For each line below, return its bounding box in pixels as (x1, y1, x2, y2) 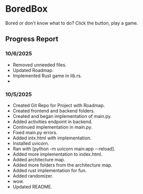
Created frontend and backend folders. (12, 108, 96, 114)
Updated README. (12, 183, 53, 189)
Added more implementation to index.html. (12, 151, 103, 157)
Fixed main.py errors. (12, 129, 58, 135)
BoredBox (5, 3, 48, 15)
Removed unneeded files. (12, 62, 67, 68)
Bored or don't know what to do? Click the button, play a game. (5, 20, 138, 26)
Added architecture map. (12, 156, 65, 162)
